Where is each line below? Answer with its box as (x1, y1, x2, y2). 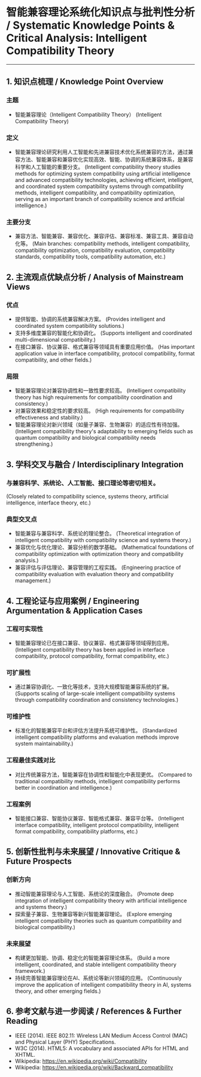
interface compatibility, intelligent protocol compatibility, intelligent (14, 822, 179, 829)
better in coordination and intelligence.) (14, 784, 112, 791)
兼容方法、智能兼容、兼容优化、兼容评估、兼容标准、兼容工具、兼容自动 (14, 233, 193, 240)
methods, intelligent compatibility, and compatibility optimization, (14, 189, 175, 196)
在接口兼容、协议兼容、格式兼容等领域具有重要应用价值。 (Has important (14, 343, 195, 350)
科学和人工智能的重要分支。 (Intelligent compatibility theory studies (14, 163, 181, 171)
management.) (14, 577, 51, 584)
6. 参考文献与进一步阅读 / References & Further (6, 1006, 182, 1017)
